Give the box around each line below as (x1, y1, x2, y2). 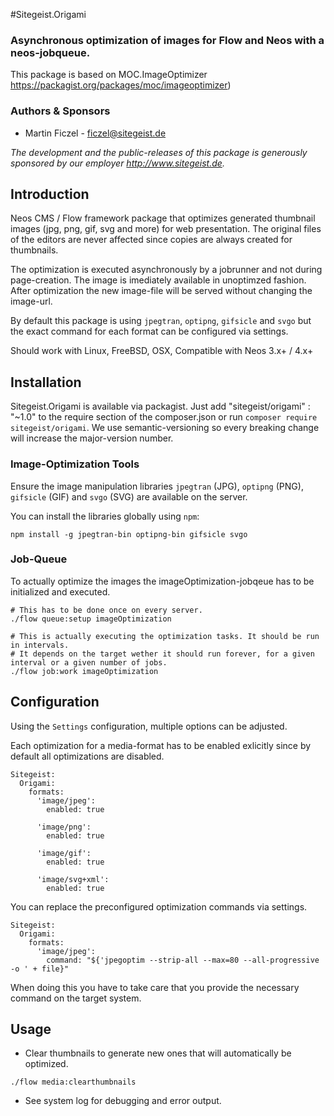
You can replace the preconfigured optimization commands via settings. (10, 900, 308, 913)
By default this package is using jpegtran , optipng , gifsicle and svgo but (10, 315, 312, 327)
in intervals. (10, 640, 70, 650)
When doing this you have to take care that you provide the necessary (10, 981, 300, 993)
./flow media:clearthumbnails (10, 1077, 137, 1088)
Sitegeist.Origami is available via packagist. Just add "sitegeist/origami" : (10, 400, 311, 413)
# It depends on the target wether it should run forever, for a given (10, 649, 315, 659)
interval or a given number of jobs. (10, 657, 168, 668)
